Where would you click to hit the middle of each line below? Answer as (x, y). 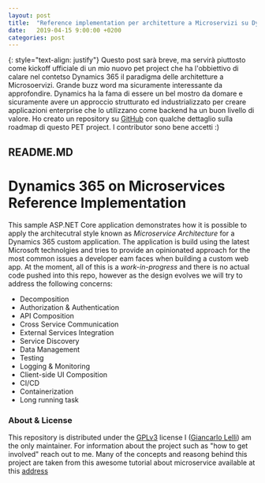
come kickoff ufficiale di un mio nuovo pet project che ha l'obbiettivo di (123, 69)
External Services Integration (67, 332)
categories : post (37, 38)
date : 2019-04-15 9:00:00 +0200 (65, 30)
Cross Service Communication (69, 324)
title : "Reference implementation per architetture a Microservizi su (128, 23)
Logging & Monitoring (55, 366)
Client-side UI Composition (63, 374)
